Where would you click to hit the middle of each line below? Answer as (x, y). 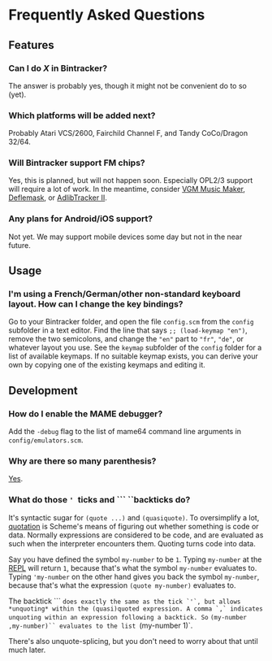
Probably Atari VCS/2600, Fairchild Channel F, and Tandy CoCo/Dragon (128, 133)
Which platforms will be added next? (82, 115)
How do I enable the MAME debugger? (86, 414)
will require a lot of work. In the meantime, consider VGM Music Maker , (127, 189)
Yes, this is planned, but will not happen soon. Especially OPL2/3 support (131, 180)
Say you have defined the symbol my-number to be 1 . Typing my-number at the (135, 559)
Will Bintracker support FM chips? (77, 163)
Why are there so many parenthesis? (82, 461)
